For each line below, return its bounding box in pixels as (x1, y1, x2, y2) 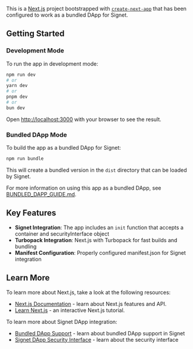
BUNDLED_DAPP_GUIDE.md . (6, 190, 77, 197)
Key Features (6, 208, 57, 218)
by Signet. (6, 172, 32, 180)
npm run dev (6, 72, 36, 78)
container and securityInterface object (14, 230, 110, 237)
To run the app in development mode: (6, 60, 98, 67)
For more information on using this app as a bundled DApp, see (6, 184, 161, 192)
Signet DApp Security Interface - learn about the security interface (14, 336, 179, 343)
